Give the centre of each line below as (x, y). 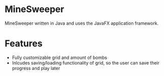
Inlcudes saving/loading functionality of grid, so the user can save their (86, 63)
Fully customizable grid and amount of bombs (60, 57)
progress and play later (36, 68)
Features (24, 44)
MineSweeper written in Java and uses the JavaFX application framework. (82, 23)
